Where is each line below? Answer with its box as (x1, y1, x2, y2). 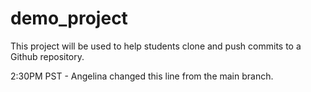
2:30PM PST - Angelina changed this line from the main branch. (10, 70, 274, 82)
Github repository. (10, 50, 85, 62)
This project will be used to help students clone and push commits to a (10, 40, 302, 52)
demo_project (10, 7, 128, 30)
